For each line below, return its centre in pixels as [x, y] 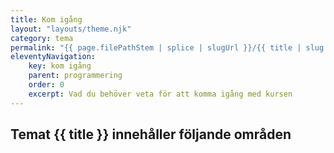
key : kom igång [60, 66]
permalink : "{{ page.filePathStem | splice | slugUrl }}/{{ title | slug [167, 47]
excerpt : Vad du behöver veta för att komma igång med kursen [160, 94]
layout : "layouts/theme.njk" [71, 29]
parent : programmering [75, 76]
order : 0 [46, 85]
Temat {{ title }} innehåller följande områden [151, 134]
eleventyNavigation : [53, 57]
